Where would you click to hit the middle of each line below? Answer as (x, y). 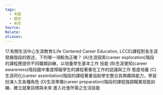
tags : (10, 9)
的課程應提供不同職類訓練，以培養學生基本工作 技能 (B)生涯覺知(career (76, 63)
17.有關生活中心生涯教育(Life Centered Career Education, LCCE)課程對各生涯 (81, 51)
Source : (13, 28)
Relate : (13, 32)
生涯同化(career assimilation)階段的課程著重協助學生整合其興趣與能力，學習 (81, 76)
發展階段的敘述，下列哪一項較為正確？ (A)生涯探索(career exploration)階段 (80, 57)
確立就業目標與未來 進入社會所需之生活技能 (57, 88)
